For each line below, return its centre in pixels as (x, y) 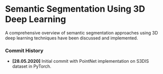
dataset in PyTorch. (32, 66)
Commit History (24, 51)
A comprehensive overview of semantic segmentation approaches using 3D (81, 33)
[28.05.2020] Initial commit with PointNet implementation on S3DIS (81, 61)
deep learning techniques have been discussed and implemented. (71, 38)
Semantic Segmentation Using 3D (75, 9)
